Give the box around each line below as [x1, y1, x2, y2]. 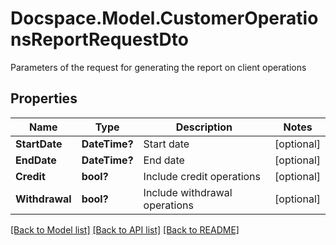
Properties [10, 90, 78, 107]
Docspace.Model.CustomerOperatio [10, 7, 319, 30]
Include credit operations [143, 169, 261, 183]
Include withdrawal [143, 185, 233, 199]
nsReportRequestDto [10, 28, 189, 51]
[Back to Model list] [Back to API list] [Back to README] [10, 223, 240, 236]
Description [175, 120, 233, 134]
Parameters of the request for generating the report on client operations [10, 61, 307, 73]
